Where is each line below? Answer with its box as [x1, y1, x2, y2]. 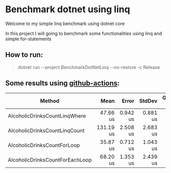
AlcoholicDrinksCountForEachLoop [8, 156, 92, 163]
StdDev [139, 97, 158, 104]
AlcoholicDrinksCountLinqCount [8, 127, 85, 134]
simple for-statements [5, 36, 52, 42]
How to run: [5, 51, 43, 59]
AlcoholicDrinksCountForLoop [8, 141, 80, 149]
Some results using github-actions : [5, 79, 120, 88]
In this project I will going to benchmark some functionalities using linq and [5, 30, 162, 36]
